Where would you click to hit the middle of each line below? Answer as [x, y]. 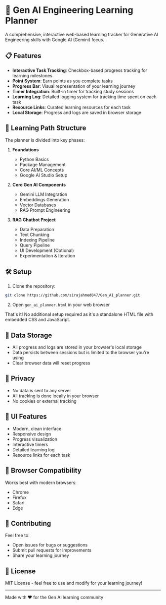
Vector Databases [38, 205]
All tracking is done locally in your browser [56, 396]
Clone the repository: [34, 286]
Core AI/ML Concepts [42, 170]
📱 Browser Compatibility [43, 471]
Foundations [25, 150]
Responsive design [32, 434]
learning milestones [32, 75]
